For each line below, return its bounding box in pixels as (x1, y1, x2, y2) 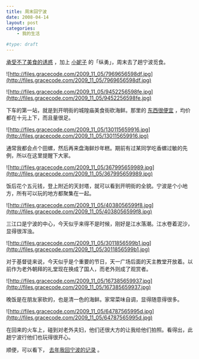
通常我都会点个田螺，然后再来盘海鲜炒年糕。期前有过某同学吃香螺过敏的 (6, 145, 182, 151)
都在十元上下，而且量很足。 (6, 114, 74, 121)
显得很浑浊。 (6, 228, 37, 234)
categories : (6, 25, 36, 31)
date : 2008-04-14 (6, 14, 49, 20)
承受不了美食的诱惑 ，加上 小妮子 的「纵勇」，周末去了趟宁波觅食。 (6, 59, 169, 65)
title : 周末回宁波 (6, 8, 47, 15)
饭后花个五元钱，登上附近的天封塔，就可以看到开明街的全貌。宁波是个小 (6, 182, 182, 189)
